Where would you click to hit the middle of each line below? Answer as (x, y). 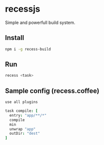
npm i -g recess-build (28, 49)
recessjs (23, 9)
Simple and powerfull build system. (40, 22)
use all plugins (21, 102)
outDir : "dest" (25, 134)
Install (15, 38)
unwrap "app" (23, 129)
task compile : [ (21, 111)
